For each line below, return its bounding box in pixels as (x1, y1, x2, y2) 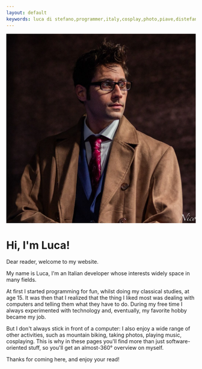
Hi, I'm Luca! (6, 238, 70, 252)
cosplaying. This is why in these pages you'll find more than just (6, 338, 165, 345)
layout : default (6, 10, 47, 16)
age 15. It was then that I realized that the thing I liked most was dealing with (6, 294, 195, 302)
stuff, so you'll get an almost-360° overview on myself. (28, 344, 164, 352)
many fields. (6, 276, 37, 284)
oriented (6, 344, 27, 352)
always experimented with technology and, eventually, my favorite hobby (6, 307, 188, 314)
